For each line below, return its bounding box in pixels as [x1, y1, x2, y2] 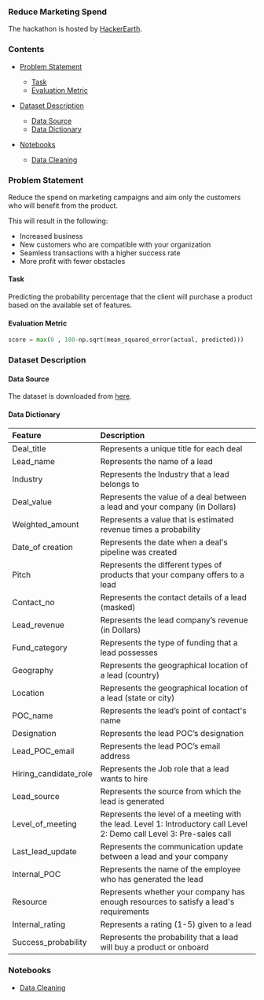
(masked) [100, 601, 136, 612]
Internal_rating [12, 919, 65, 930]
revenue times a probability [100, 523, 201, 534]
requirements [100, 905, 149, 916]
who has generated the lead [100, 873, 203, 884]
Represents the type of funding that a [100, 637, 238, 648]
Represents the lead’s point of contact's [100, 704, 247, 716]
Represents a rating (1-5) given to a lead [100, 919, 252, 930]
